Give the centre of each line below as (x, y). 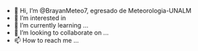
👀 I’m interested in (40, 18)
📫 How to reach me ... (46, 40)
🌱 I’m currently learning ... (51, 25)
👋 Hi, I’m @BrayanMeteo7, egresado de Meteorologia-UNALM (102, 11)
